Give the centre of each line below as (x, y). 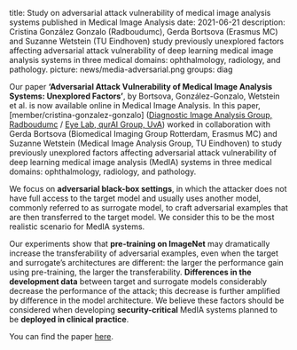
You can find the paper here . (61, 336)
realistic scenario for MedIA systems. (77, 227)
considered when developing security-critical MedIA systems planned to (143, 310)
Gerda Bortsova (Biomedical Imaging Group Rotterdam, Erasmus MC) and (143, 134)
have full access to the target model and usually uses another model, (135, 198)
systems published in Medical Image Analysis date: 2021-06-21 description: (147, 22)
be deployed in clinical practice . (69, 319)
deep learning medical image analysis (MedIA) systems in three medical (141, 162)
